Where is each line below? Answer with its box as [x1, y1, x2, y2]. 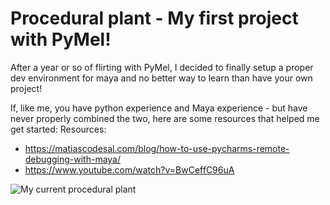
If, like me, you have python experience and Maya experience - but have [10, 102, 308, 114]
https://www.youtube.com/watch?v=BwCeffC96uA [24, 163, 235, 176]
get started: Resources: [10, 123, 107, 135]
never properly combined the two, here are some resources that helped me [10, 112, 320, 124]
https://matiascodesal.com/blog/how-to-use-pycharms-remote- [24, 142, 290, 154]
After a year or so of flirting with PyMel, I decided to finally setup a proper [10, 61, 314, 73]
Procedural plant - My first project [10, 7, 299, 30]
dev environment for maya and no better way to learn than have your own [10, 72, 313, 84]
